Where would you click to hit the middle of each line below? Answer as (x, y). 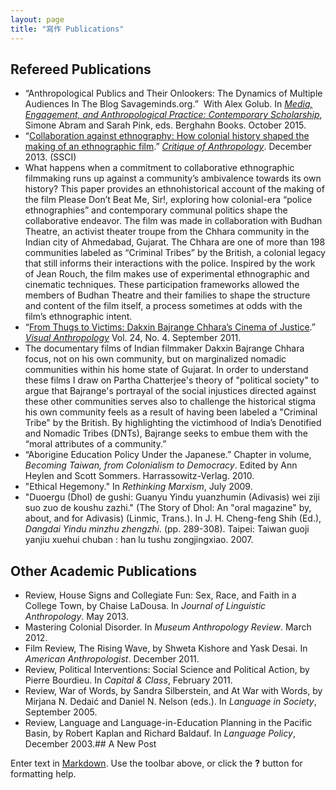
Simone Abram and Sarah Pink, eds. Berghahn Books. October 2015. (165, 125)
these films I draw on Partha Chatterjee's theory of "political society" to (172, 380)
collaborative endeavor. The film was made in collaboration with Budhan (173, 221)
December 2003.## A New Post (90, 744)
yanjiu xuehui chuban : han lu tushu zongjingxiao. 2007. (139, 540)
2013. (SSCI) (50, 157)
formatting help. (43, 774)
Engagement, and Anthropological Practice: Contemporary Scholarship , (173, 115)
